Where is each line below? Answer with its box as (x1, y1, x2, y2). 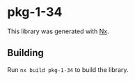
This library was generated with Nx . (7, 27, 109, 35)
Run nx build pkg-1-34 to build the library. (7, 65, 129, 73)
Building (7, 47, 44, 59)
